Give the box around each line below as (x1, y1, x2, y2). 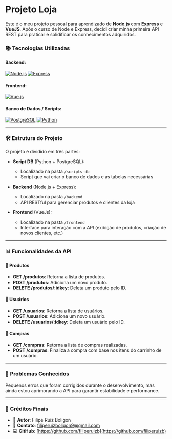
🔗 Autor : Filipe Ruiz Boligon (12, 416, 71, 423)
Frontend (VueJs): (12, 209, 52, 215)
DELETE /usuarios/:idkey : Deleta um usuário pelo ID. (12, 319, 125, 325)
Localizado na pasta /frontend (20, 219, 85, 225)
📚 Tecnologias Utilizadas (5, 45, 70, 52)
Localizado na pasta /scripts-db (20, 168, 90, 174)
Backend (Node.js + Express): (12, 184, 77, 190)
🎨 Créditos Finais (5, 405, 49, 412)
